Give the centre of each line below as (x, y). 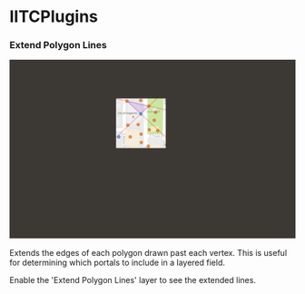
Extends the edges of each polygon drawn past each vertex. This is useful (148, 253)
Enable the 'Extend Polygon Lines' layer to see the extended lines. (133, 280)
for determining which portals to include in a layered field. (117, 263)
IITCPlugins (54, 17)
